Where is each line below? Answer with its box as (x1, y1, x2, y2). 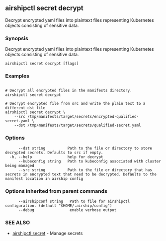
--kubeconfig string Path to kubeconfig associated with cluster (18, 159, 162, 163)
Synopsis (5, 35, 28, 42)
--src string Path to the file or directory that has (18, 167, 153, 172)
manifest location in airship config (5, 176, 83, 181)
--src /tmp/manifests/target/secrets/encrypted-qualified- (14, 114, 139, 119)
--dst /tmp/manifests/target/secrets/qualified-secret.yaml (14, 123, 141, 128)
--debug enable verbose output (18, 208, 117, 213)
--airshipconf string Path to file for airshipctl (18, 199, 130, 204)
